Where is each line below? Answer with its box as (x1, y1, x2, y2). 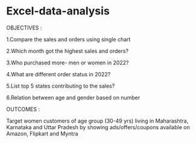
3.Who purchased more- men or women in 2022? (6, 59, 129, 66)
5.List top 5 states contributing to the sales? (6, 82, 115, 90)
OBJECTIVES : (6, 24, 42, 31)
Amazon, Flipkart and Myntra (6, 130, 78, 137)
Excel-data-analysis (6, 4, 110, 18)
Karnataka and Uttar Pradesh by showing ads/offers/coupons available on (6, 123, 190, 130)
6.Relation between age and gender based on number (6, 94, 141, 101)
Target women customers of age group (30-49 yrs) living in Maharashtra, (6, 117, 189, 124)
